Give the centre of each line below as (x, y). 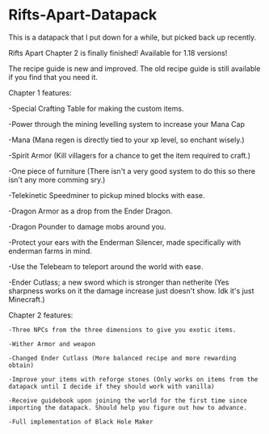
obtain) (21, 365)
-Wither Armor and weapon (52, 344)
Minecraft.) (27, 299)
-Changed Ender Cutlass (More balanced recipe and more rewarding (122, 358)
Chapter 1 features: (40, 93)
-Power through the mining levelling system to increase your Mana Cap (126, 124)
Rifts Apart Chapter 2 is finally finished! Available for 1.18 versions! (118, 53)
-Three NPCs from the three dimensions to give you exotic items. (122, 330)
